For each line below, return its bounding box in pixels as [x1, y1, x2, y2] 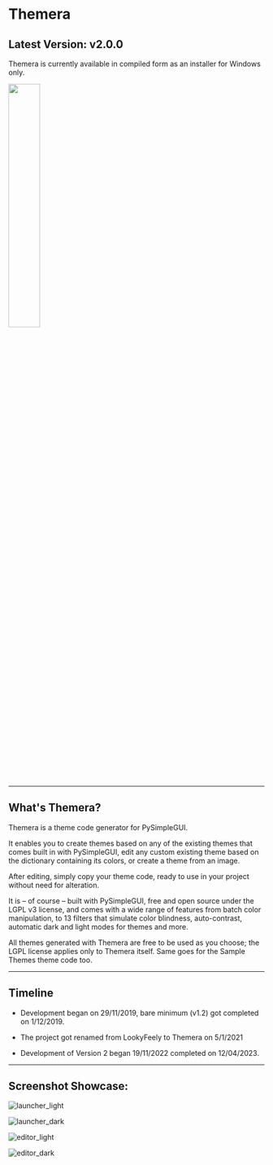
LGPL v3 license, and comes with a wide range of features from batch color [8, 904, 262, 914]
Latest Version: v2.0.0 [8, 37, 123, 51]
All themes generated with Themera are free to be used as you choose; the [8, 938, 260, 947]
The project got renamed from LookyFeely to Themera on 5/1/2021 [19, 1032, 244, 1042]
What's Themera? [8, 801, 102, 815]
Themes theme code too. [8, 955, 93, 965]
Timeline [8, 987, 54, 1000]
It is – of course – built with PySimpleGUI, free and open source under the [8, 895, 254, 905]
